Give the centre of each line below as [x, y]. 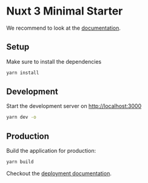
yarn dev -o [21, 117]
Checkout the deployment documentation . [59, 173]
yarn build [20, 162]
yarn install [23, 73]
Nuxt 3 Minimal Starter [65, 11]
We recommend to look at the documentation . [64, 28]
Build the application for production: [51, 151]
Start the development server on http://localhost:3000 [74, 106]
